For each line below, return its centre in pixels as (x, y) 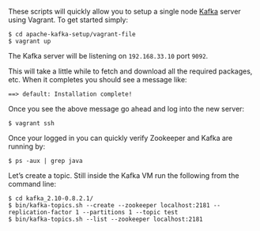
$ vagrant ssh (32, 123)
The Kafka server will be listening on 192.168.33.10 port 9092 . (108, 56)
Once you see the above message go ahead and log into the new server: (126, 109)
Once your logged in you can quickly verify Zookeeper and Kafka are (121, 138)
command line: (32, 184)
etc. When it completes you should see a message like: (98, 80)
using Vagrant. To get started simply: (68, 20)
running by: (27, 146)
